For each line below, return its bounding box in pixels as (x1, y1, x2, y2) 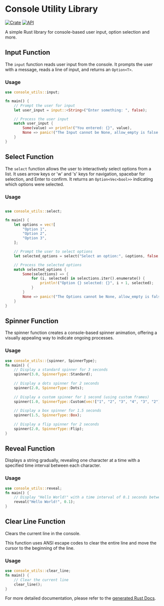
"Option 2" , (22, 231, 47, 236)
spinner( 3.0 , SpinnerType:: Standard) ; (14, 372, 93, 377)
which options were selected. (5, 181, 64, 187)
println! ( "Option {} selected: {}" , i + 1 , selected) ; (40, 281, 154, 286)
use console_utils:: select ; (5, 209, 62, 213)
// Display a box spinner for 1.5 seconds (14, 408, 102, 413)
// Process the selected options (14, 262, 82, 267)
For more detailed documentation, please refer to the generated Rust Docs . (5, 595, 156, 601)
